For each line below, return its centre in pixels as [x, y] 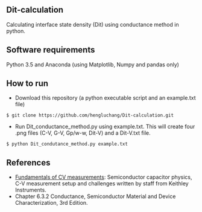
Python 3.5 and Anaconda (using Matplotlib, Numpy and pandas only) [93, 64]
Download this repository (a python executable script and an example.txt [105, 98]
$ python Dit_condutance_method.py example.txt [67, 144]
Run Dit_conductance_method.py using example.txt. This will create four [105, 127]
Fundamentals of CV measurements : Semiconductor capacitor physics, [103, 177]
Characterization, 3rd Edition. [52, 203]
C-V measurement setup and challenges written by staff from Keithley [102, 184]
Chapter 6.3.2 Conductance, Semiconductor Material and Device [95, 196]
